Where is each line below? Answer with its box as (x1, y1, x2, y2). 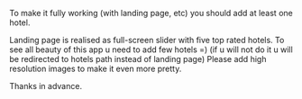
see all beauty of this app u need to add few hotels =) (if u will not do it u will (9, 44, 293, 55)
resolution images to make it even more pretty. (9, 63, 182, 74)
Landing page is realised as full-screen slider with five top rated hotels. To (9, 35, 285, 45)
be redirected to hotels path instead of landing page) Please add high (9, 54, 267, 64)
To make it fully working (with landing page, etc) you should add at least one (9, 8, 293, 18)
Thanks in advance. (9, 81, 83, 91)
